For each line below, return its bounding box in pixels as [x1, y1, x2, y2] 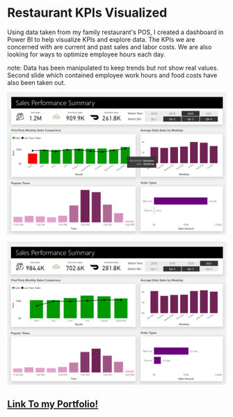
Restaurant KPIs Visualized [7, 5, 168, 21]
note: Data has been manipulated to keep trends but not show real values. [7, 63, 219, 72]
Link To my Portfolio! [7, 398, 99, 410]
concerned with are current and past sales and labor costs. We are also [7, 42, 212, 51]
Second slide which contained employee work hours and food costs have [7, 71, 218, 79]
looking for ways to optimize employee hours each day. [7, 50, 166, 58]
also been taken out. [7, 78, 66, 86]
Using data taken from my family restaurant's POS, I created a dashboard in [7, 28, 224, 36]
